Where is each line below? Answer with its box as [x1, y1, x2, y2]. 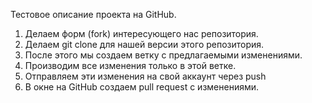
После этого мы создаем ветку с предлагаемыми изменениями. [24, 49, 303, 61]
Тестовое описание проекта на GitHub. [10, 9, 177, 20]
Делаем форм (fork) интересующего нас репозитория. [24, 28, 259, 39]
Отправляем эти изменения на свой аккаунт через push [24, 70, 267, 82]
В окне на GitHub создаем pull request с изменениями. [24, 81, 260, 93]
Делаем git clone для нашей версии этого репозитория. [24, 39, 265, 50]
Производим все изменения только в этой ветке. [24, 60, 237, 71]
